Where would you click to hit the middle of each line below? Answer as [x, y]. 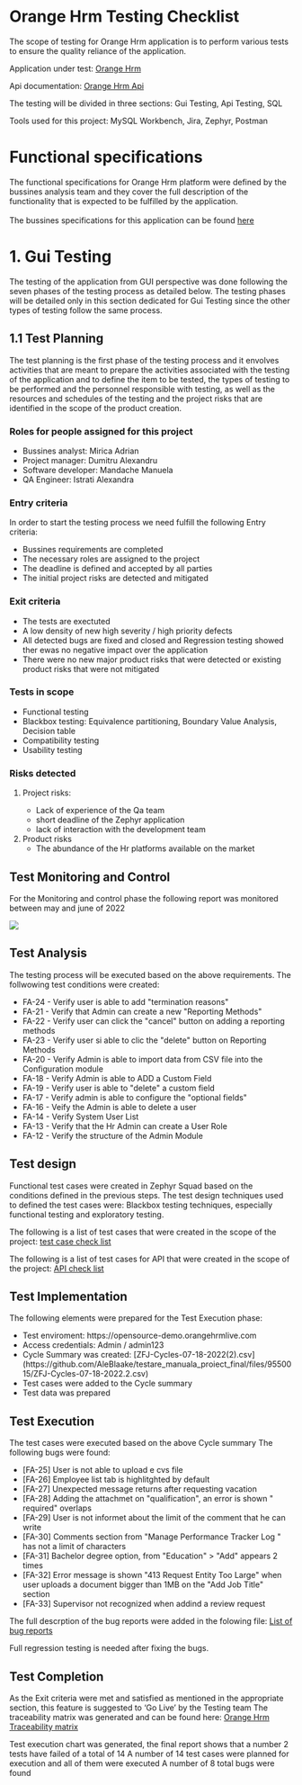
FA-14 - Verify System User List [80, 1117]
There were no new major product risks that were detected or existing [151, 659]
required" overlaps [57, 1508]
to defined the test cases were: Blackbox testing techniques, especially [141, 1205]
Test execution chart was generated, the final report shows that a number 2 [149, 1744]
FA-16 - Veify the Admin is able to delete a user [109, 1107]
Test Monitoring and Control [90, 877]
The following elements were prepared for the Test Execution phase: [136, 1318]
